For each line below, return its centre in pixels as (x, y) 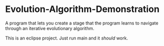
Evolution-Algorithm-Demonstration (82, 9)
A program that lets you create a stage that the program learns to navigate (82, 23)
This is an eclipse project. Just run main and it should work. (67, 38)
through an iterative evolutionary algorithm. (50, 28)
